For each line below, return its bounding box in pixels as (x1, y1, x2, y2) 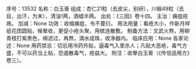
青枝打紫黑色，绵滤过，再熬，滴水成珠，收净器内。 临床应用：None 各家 (6, 35, 184, 41)
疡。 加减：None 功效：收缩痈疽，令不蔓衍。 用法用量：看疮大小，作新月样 (6, 20, 191, 27)
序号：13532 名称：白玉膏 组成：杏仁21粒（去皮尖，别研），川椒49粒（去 (6, 5, 184, 12)
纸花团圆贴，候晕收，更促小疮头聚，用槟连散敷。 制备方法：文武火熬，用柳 (6, 27, 190, 34)
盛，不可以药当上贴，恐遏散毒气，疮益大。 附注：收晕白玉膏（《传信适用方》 (6, 50, 192, 56)
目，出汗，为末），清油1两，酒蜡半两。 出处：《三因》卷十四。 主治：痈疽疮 (6, 12, 188, 19)
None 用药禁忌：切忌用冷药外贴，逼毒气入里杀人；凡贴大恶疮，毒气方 (16, 42, 188, 49)
